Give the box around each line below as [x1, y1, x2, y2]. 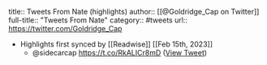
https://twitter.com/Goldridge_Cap [8, 24, 123, 33]
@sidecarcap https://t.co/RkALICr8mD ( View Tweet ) [32, 48, 208, 57]
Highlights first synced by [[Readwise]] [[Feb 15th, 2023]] [19, 39, 213, 49]
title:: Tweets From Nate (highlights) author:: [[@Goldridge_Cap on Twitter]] [8, 7, 260, 16]
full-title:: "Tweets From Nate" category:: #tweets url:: [8, 15, 188, 25]
